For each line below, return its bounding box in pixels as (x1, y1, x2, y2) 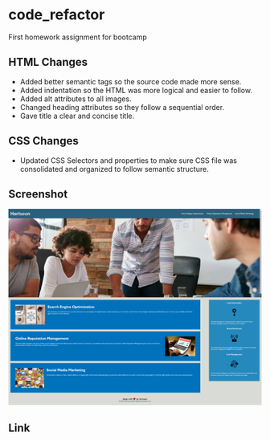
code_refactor (8, 6, 105, 24)
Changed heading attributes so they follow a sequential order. (19, 102, 225, 112)
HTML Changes (8, 55, 88, 69)
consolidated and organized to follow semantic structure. (19, 164, 209, 173)
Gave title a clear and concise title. (19, 111, 135, 120)
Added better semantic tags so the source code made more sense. (19, 76, 242, 86)
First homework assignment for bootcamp (8, 32, 147, 42)
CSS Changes (8, 134, 79, 148)
